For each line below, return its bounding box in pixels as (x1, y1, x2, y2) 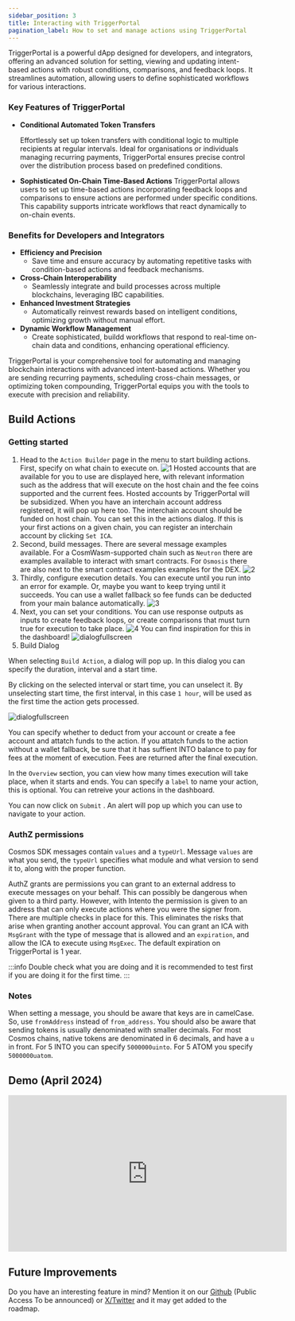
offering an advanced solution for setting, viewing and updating (8, 56, 216, 66)
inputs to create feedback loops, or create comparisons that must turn (19, 615, 250, 625)
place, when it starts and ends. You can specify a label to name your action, (8, 777, 258, 786)
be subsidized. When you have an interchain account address (19, 497, 223, 506)
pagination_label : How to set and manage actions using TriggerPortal (8, 26, 247, 34)
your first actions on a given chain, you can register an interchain (19, 522, 233, 532)
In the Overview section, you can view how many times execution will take (8, 768, 249, 777)
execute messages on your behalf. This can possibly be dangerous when (8, 887, 248, 897)
